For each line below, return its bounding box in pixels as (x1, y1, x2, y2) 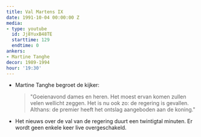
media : (6, 20, 23, 26)
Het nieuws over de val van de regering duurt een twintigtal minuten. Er (14, 118, 193, 125)
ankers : (6, 48, 26, 54)
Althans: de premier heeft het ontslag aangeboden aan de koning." (30, 106, 196, 113)
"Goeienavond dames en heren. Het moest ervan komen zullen (30, 93, 187, 100)
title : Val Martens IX (6, 8, 63, 15)
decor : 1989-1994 (6, 59, 50, 65)
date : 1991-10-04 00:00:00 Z (6, 14, 80, 21)
